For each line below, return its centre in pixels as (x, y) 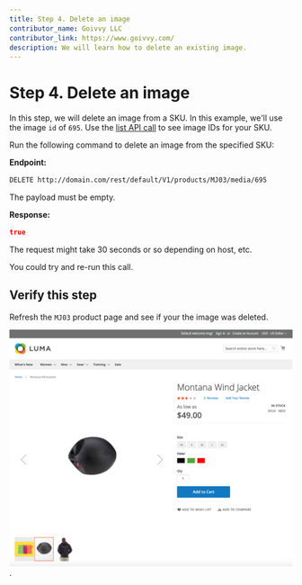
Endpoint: (28, 163)
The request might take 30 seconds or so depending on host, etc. (131, 249)
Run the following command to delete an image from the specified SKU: (142, 145)
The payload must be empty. (62, 197)
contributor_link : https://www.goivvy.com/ (92, 38)
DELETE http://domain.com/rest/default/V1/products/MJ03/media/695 (138, 180)
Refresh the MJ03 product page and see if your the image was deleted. (139, 317)
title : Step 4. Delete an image (70, 19)
